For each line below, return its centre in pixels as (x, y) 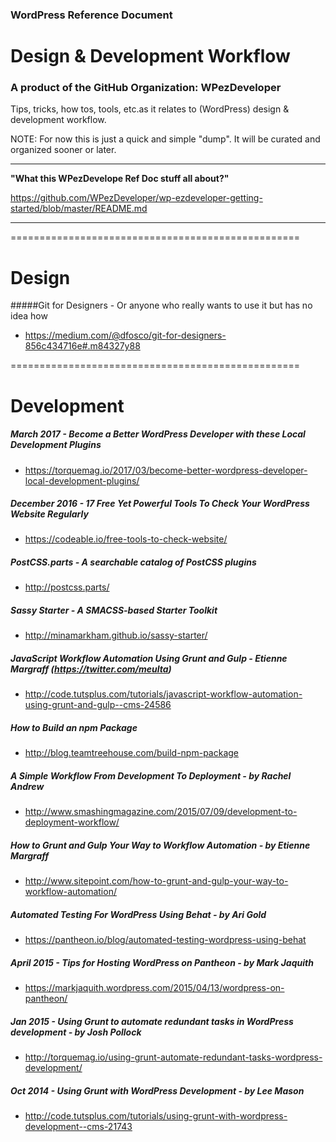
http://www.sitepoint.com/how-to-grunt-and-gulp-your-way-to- (156, 881)
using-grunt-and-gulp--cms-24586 (98, 705)
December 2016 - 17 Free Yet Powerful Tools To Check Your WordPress (160, 504)
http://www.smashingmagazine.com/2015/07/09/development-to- (161, 812)
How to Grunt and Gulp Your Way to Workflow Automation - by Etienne (160, 845)
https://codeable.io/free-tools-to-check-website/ (126, 539)
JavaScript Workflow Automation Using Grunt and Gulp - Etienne (149, 658)
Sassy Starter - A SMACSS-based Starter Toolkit (114, 610)
